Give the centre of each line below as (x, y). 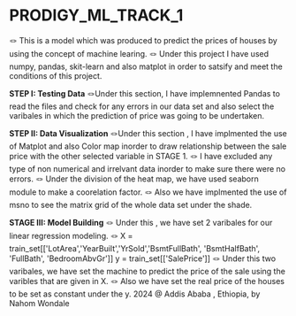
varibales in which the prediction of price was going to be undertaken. (137, 115)
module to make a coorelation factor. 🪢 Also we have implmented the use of (148, 192)
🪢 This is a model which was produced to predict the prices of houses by (144, 40)
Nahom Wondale (40, 303)
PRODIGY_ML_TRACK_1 (96, 15)
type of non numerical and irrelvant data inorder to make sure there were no (147, 168)
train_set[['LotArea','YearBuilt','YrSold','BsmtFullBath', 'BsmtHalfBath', (135, 248)
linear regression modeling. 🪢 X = (71, 235)
